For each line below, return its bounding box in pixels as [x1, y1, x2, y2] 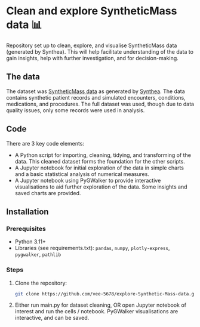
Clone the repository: [14, 279, 67, 286]
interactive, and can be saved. [14, 314, 90, 322]
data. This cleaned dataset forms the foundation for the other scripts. [14, 158, 185, 165]
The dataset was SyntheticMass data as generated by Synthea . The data [6, 88, 185, 95]
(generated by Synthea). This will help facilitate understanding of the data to [6, 48, 194, 55]
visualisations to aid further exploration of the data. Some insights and [14, 183, 187, 190]
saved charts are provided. [14, 189, 81, 196]
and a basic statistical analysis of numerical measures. [14, 170, 149, 177]
